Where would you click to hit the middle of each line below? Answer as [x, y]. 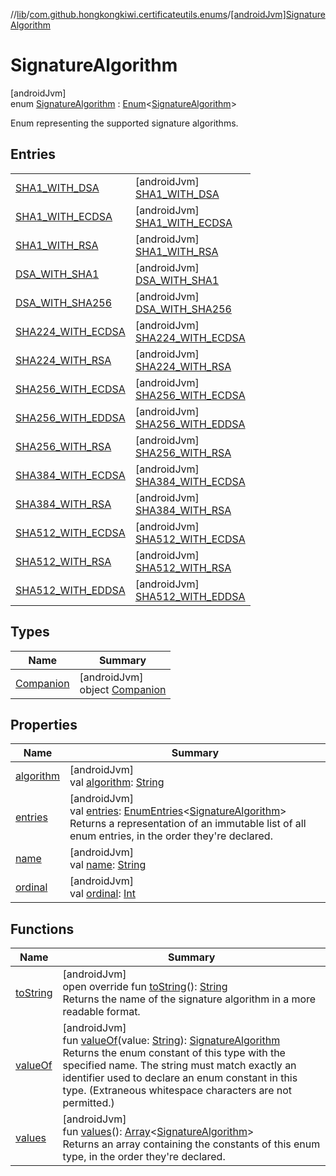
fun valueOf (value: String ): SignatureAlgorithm [171, 1041]
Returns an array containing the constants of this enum [191, 1144]
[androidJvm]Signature [278, 14]
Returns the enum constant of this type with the [174, 1053]
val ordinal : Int [103, 894]
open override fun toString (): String [145, 987]
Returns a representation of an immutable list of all [188, 824]
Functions [42, 929]
